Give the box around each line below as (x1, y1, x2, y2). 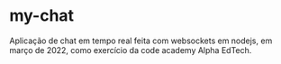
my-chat (9, 5, 75, 26)
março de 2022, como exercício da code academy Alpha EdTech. (9, 44, 252, 55)
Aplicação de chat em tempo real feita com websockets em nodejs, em (9, 35, 273, 46)
